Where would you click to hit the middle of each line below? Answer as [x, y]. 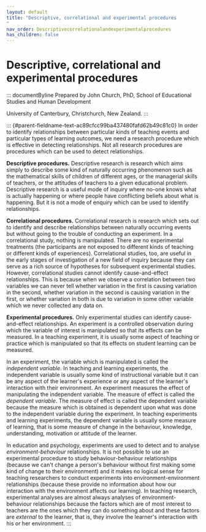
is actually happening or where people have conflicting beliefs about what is [103, 196]
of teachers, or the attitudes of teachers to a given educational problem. [97, 183]
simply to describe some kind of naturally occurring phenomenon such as [100, 170]
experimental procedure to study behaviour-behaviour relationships [92, 458]
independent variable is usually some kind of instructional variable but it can [102, 375]
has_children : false [33, 35]
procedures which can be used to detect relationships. [75, 151]
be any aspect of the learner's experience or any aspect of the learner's [97, 381]
